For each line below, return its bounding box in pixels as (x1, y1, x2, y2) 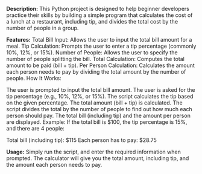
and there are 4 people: (6, 125, 65, 132)
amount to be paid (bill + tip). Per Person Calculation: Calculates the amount (6, 62, 195, 69)
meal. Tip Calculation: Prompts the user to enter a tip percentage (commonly (6, 42, 197, 50)
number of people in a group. (6, 24, 79, 31)
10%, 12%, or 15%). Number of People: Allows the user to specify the (6, 49, 178, 56)
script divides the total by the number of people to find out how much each (6, 106, 193, 112)
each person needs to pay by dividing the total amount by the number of (6, 68, 186, 75)
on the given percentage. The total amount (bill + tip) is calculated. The (6, 99, 183, 106)
